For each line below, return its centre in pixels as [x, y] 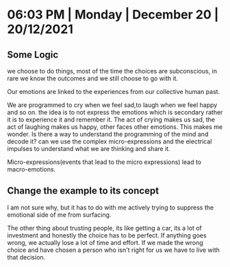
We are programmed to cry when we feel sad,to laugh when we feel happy [112, 105]
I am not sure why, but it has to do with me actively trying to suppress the [111, 207]
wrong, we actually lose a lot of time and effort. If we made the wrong [105, 242]
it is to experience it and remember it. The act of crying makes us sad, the [111, 119]
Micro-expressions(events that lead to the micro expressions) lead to [104, 162]
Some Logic [33, 55]
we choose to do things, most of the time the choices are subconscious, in [112, 71]
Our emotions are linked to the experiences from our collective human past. [114, 92]
